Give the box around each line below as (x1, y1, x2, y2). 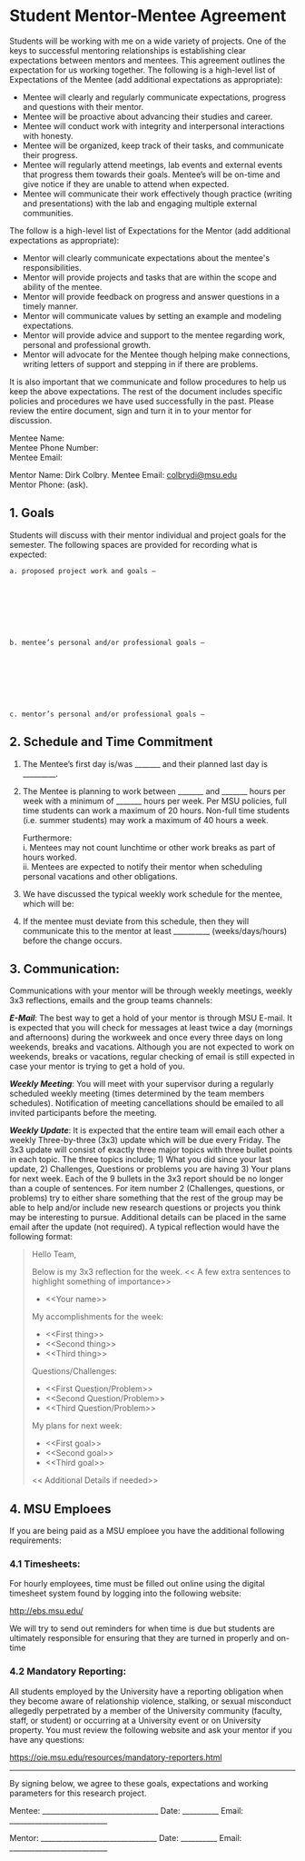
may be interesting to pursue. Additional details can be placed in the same (9, 1212, 287, 1223)
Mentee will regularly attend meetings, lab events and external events (22, 159, 283, 170)
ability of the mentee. (22, 281, 103, 292)
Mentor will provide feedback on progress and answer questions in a (22, 291, 280, 302)
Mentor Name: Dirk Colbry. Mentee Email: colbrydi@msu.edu (9, 469, 238, 480)
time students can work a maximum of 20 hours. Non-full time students (22, 805, 290, 816)
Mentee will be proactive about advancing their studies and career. (22, 111, 273, 122)
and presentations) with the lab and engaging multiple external (22, 197, 257, 209)
